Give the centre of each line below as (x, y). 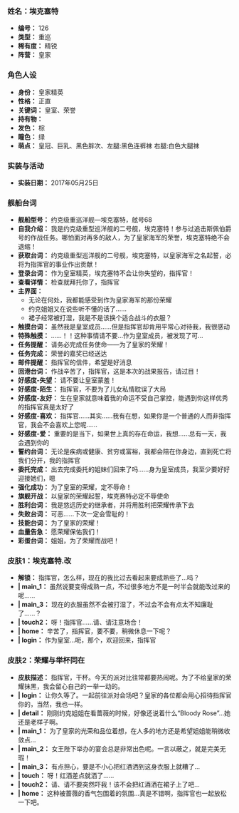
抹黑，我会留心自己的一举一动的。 (74, 686)
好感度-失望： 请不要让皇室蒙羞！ (67, 380)
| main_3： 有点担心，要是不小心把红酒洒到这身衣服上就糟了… (109, 766)
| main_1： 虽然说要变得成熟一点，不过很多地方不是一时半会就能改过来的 (124, 587)
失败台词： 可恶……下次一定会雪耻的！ (74, 514)
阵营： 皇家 (34, 55)
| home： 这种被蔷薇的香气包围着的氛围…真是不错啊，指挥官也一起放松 (122, 793)
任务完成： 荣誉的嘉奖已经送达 (62, 354)
